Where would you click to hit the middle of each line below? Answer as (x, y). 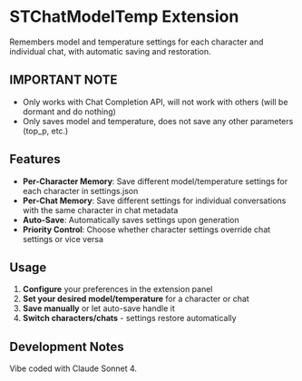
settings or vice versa (63, 239)
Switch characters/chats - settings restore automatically (130, 318)
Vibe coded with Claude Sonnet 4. (73, 368)
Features (35, 159)
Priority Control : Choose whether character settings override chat (146, 230)
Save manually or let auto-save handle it (98, 308)
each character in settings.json (80, 190)
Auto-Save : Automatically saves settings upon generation (131, 220)
